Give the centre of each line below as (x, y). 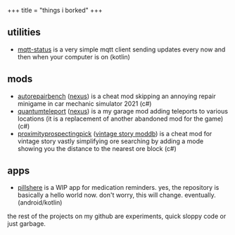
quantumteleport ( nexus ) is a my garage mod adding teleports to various (123, 111)
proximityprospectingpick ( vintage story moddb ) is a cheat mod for (115, 133)
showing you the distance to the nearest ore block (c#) (97, 148)
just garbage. (26, 224)
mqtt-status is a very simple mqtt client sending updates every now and (121, 49)
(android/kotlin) (40, 203)
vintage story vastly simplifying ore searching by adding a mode (110, 141)
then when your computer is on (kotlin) (74, 56)
